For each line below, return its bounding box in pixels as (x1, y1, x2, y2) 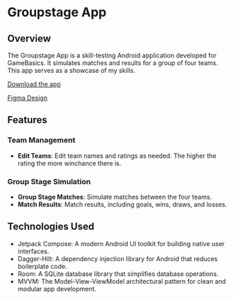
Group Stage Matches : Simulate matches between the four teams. (17, 192, 212, 201)
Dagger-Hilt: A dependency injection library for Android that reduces (17, 254, 218, 262)
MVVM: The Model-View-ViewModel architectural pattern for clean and (17, 277, 227, 285)
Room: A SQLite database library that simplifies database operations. (17, 270, 219, 278)
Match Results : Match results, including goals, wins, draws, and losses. (17, 200, 228, 209)
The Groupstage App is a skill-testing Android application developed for (7, 51, 217, 59)
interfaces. (17, 247, 50, 255)
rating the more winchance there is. (17, 158, 122, 167)
